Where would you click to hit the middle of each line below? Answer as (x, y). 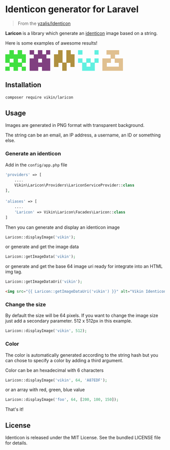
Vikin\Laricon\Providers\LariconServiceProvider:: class (75, 185)
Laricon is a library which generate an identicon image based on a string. (81, 33)
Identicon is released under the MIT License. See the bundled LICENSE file (83, 438)
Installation (23, 85)
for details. (16, 443)
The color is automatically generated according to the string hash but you (82, 355)
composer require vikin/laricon (39, 97)
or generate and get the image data (42, 247)
